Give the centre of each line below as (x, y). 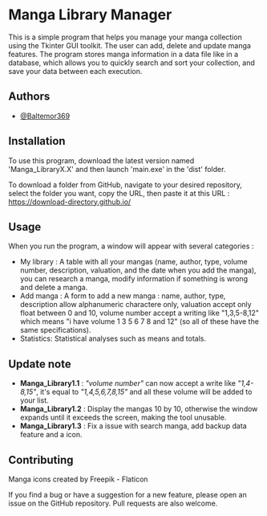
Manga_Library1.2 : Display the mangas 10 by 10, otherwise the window (139, 409)
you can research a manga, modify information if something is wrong (134, 279)
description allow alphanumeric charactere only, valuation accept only (136, 305)
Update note (40, 364)
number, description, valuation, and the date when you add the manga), (138, 270)
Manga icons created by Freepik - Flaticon (78, 479)
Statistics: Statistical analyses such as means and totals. (113, 338)
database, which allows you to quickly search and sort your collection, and (131, 63)
